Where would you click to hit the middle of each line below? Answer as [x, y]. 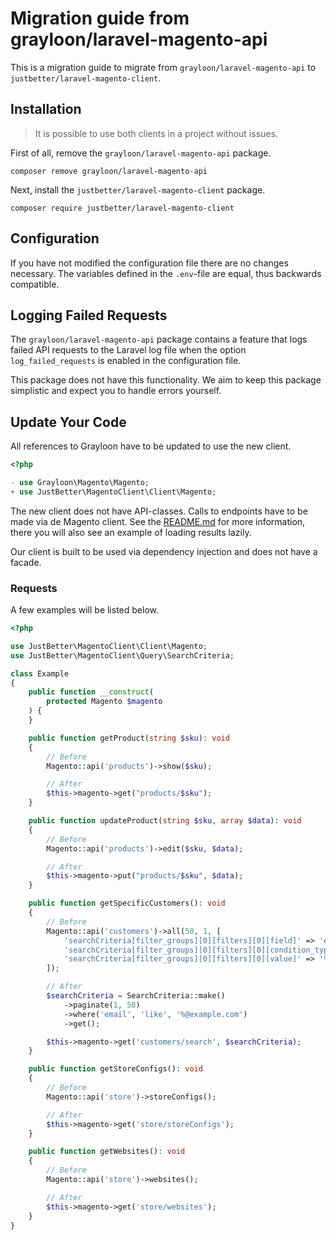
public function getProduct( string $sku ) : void [129, 738]
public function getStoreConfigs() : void [115, 1069]
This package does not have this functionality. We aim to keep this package [166, 380]
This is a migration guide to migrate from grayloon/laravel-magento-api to [163, 67]
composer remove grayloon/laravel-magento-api [109, 171]
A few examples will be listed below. [84, 610]
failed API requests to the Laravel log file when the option [128, 350]
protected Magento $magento [104, 702]
